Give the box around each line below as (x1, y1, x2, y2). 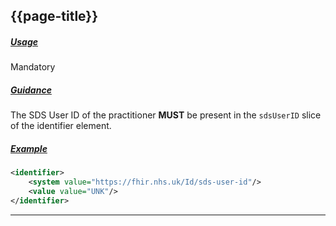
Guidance (10, 84, 52, 96)
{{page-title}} (10, 8, 99, 25)
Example (10, 142, 48, 154)
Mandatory (10, 61, 56, 73)
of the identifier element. (10, 120, 112, 132)
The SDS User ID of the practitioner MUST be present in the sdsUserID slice (10, 109, 322, 121)
